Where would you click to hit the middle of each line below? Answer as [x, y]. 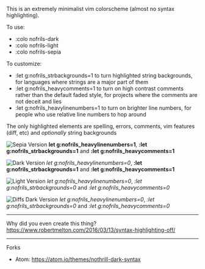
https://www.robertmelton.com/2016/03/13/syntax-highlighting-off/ [91, 230]
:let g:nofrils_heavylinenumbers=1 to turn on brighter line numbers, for [103, 108]
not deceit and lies [38, 101]
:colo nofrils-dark [37, 39]
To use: [16, 27]
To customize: [24, 64]
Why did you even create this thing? [51, 223]
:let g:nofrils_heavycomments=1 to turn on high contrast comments [99, 88]
